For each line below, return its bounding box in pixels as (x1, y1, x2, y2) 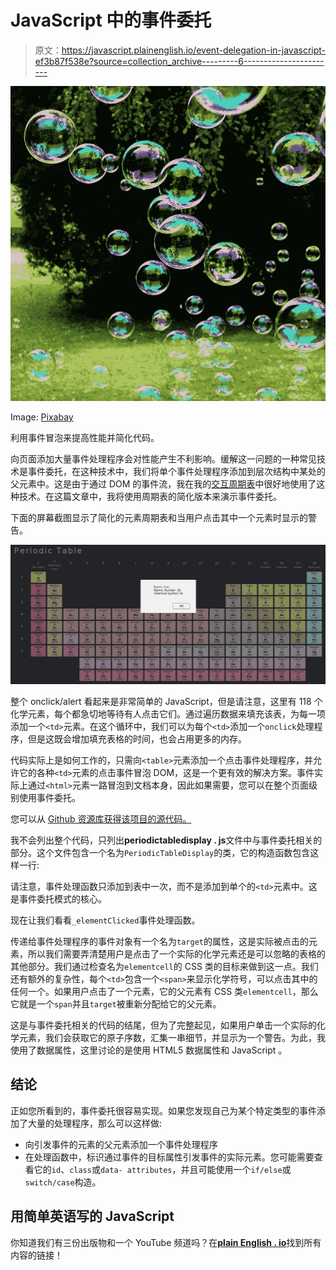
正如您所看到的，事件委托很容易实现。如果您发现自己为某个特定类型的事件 (10, 1104, 317, 1116)
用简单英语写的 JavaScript (10, 1208, 175, 1225)
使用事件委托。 (18, 791, 81, 803)
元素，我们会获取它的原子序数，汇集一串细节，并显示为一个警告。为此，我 (18, 1031, 326, 1043)
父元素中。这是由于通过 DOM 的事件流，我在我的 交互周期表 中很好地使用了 (10, 477, 317, 490)
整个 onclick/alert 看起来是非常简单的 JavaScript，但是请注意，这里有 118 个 (10, 695, 323, 707)
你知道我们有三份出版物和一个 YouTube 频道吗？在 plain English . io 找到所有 (10, 1236, 322, 1248)
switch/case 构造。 (24, 1176, 102, 1188)
